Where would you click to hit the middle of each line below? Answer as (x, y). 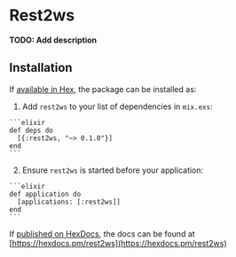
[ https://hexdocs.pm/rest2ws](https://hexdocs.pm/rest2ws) (118, 243)
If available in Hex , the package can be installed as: (103, 89)
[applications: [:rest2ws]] (69, 202)
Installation (41, 68)
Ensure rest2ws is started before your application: (113, 170)
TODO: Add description (53, 40)
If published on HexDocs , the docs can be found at (102, 234)
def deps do (31, 130)
